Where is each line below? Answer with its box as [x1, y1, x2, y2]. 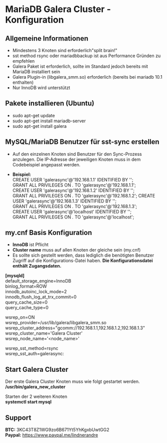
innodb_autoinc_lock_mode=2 [5, 289, 67, 295]
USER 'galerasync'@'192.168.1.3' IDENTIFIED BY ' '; [12, 198, 116, 204]
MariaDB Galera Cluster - [5, 4, 111, 15]
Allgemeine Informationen [5, 34, 88, 43]
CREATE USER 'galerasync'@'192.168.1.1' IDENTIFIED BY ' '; [12, 176, 133, 182]
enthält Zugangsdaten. [12, 263, 61, 269]
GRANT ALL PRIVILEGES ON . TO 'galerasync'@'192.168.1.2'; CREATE [12, 192, 155, 198]
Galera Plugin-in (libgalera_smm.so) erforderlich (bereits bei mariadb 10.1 [12, 74, 162, 80]
